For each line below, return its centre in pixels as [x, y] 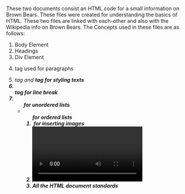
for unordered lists [47, 105]
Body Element [31, 45]
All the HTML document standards [75, 186]
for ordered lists [52, 117]
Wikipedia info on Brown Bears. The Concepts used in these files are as [93, 27]
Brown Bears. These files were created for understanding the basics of [92, 15]
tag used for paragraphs [44, 69]
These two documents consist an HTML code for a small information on [93, 8]
